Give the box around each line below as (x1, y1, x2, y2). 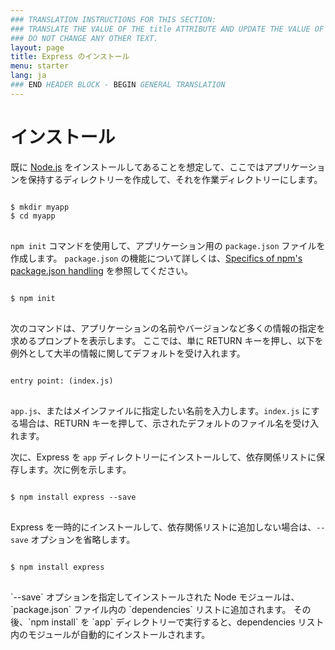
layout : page (10, 42, 65, 53)
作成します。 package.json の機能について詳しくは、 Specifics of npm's (10, 252, 303, 264)
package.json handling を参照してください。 (10, 264, 194, 276)
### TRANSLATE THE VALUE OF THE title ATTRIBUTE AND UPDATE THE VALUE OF (10, 24, 325, 34)
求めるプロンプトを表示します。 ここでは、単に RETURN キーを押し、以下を (10, 334, 324, 346)
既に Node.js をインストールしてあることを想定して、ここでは (10, 161, 265, 173)
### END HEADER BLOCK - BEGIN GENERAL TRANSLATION (10, 80, 226, 90)
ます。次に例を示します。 (27, 463, 132, 475)
